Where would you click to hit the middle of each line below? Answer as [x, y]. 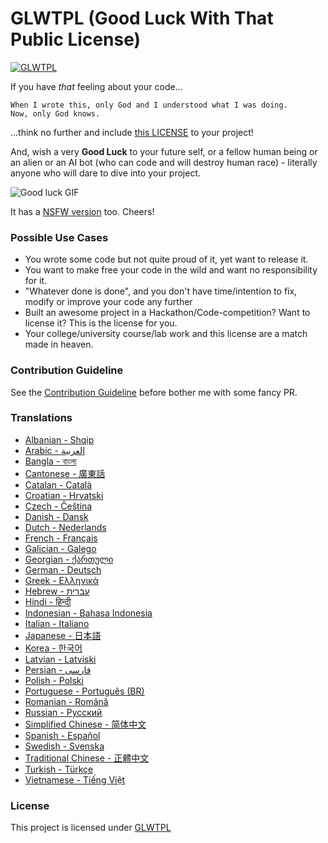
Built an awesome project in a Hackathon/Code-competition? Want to [167, 313]
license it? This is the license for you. [101, 323]
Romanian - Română [66, 701]
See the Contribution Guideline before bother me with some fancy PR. [154, 392]
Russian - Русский [63, 712]
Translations [41, 418]
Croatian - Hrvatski [64, 495]
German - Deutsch [63, 569]
